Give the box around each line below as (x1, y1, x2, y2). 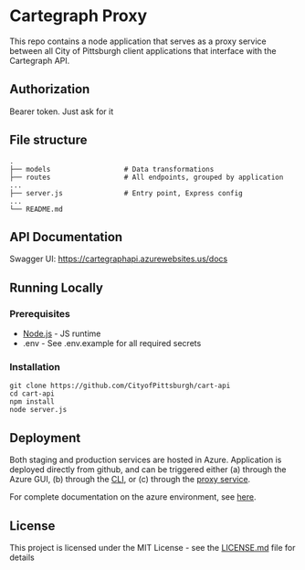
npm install (9, 397, 55, 406)
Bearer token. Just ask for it (9, 106, 114, 117)
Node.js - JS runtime (22, 328, 101, 339)
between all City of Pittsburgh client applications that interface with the (9, 45, 277, 56)
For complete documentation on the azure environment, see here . (9, 491, 258, 502)
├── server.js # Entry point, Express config (9, 188, 244, 197)
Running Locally (9, 280, 103, 295)
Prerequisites (9, 307, 70, 320)
